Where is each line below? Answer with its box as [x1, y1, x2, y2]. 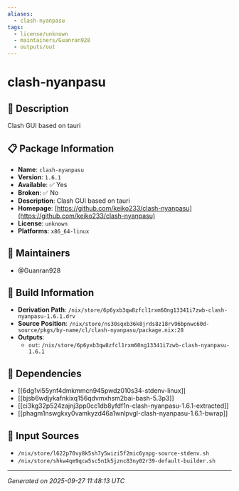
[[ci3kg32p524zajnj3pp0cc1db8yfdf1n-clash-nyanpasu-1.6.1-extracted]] [17, 401, 229, 410]
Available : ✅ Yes [17, 180, 68, 189]
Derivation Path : [17, 305, 67, 314]
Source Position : [17, 320, 68, 328]
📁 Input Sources [7, 430, 80, 442]
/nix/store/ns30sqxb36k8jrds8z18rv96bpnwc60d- [68, 321, 210, 328]
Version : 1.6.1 [17, 172, 62, 181]
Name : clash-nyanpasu [17, 165, 84, 174]
